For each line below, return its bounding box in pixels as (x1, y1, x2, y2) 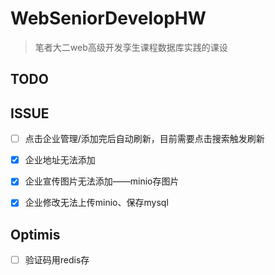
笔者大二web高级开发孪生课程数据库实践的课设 (34, 41, 228, 53)
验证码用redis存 (24, 254, 90, 266)
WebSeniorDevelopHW (10, 7, 207, 30)
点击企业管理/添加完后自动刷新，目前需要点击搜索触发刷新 (24, 133, 265, 145)
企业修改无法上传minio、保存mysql (24, 197, 169, 209)
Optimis (10, 226, 61, 243)
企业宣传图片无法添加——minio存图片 (24, 175, 180, 187)
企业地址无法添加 (24, 154, 96, 166)
